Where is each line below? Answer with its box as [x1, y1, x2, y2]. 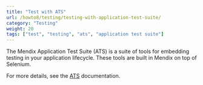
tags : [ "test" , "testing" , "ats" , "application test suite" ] [6, 31, 164, 37]
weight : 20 [6, 25, 34, 32]
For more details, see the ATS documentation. [6, 72, 121, 80]
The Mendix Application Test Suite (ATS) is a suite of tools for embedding [6, 48, 190, 55]
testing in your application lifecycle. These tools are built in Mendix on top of [6, 54, 197, 61]
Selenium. [6, 61, 32, 68]
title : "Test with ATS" [6, 8, 67, 15]
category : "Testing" [6, 20, 59, 26]
